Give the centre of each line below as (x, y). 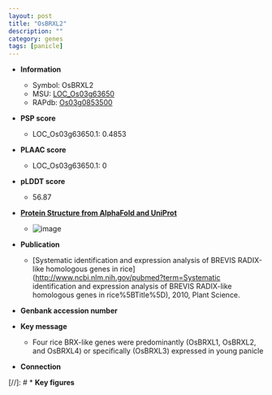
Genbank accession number (69, 311)
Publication (40, 244)
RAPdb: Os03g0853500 (72, 103)
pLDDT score (43, 182)
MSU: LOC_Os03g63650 (73, 94)
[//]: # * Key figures (41, 383)
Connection (40, 366)
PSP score (38, 118)
